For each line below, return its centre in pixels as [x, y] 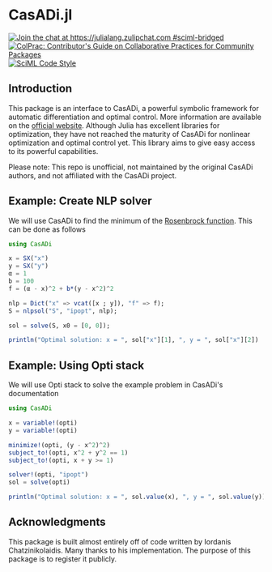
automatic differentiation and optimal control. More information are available [135, 117]
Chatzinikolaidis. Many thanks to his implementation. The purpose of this [130, 550]
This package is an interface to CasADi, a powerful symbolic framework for [134, 108]
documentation [34, 394]
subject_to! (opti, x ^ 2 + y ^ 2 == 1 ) [68, 452]
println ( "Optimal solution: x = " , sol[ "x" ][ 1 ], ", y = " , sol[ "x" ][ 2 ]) [134, 340]
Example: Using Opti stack [76, 365]
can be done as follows [47, 229]
